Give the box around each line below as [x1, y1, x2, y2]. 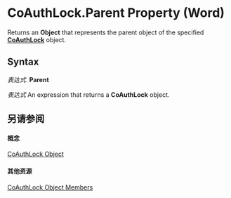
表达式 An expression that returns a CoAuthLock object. [7, 90, 170, 99]
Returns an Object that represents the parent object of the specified [7, 28, 204, 37]
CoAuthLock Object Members [7, 183, 93, 191]
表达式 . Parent [7, 75, 49, 84]
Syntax [7, 56, 39, 68]
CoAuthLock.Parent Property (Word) [7, 5, 225, 21]
